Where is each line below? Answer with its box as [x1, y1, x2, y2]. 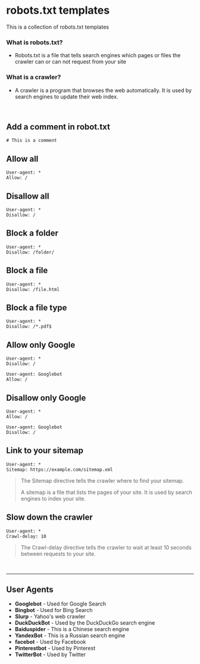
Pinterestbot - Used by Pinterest [14, 645, 96, 652]
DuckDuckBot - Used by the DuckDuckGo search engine [14, 619, 155, 626]
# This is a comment [6, 138, 58, 144]
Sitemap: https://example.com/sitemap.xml [6, 467, 113, 472]
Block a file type [6, 302, 67, 313]
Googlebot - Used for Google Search [14, 600, 106, 607]
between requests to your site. [20, 550, 96, 557]
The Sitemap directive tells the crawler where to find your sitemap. [20, 477, 185, 484]
